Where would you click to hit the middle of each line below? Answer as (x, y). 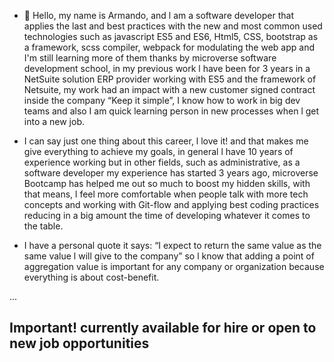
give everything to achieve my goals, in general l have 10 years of (158, 151)
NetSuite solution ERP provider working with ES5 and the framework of (170, 79)
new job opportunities (79, 343)
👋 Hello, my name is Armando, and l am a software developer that (159, 15)
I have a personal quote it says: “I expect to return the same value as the (172, 245)
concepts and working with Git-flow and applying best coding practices (171, 204)
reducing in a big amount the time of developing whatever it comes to (167, 215)
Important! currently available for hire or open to (163, 328)
